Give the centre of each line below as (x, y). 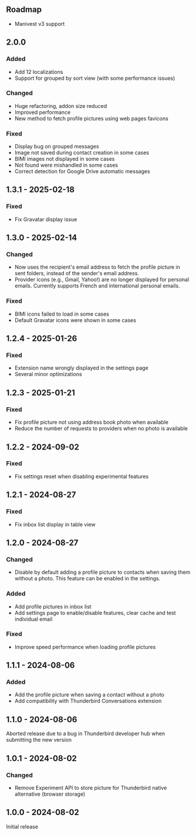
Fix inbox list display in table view (55, 524)
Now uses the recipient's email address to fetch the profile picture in (97, 267)
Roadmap (24, 10)
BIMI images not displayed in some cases (65, 159)
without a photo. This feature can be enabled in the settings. (87, 579)
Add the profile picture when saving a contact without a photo (89, 695)
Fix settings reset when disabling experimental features (81, 476)
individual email (33, 619)
